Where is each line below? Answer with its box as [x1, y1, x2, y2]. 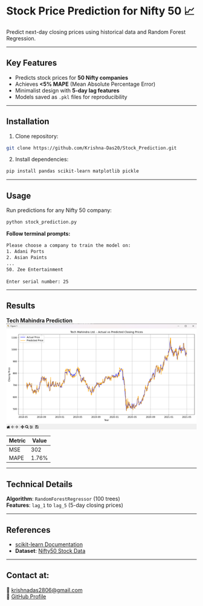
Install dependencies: [14, 156, 69, 163]
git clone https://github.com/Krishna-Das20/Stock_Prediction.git [6, 145, 177, 151]
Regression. [6, 34, 36, 42]
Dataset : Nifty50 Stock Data [14, 547, 86, 554]
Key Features [6, 58, 57, 68]
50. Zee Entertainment [6, 266, 63, 272]
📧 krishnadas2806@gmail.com [6, 586, 83, 593]
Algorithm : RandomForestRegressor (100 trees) [6, 495, 120, 503]
